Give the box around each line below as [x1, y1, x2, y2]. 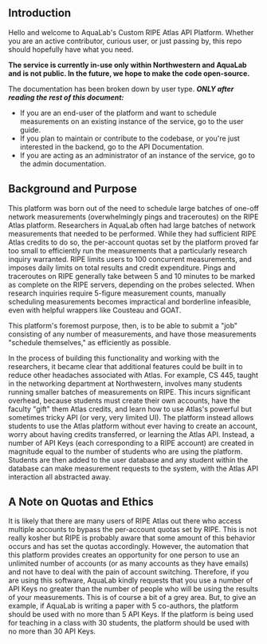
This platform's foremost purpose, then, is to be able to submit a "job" [8, 320, 238, 330]
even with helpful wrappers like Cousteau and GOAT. [8, 305, 182, 315]
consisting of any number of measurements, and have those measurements [8, 329, 257, 339]
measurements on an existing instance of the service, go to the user [19, 116, 244, 126]
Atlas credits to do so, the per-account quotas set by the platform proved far [8, 237, 259, 247]
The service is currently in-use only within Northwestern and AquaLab [8, 60, 247, 70]
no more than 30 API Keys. [8, 626, 96, 636]
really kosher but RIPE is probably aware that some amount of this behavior [8, 533, 256, 543]
